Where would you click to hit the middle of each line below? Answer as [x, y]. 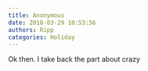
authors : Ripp [31, 30]
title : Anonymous [36, 15]
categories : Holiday [42, 37]
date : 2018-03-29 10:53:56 [52, 23]
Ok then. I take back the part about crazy [74, 59]
